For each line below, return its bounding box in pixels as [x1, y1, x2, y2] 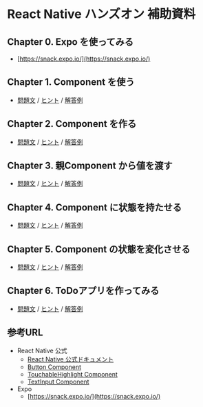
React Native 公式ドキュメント [27, 355, 114, 363]
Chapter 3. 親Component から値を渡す [7, 160, 173, 172]
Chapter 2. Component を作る [7, 118, 137, 130]
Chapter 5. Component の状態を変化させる [7, 243, 191, 255]
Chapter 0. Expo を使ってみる [7, 36, 134, 48]
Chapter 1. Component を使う [7, 77, 135, 88]
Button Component [27, 363, 81, 371]
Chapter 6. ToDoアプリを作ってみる [7, 285, 160, 297]
